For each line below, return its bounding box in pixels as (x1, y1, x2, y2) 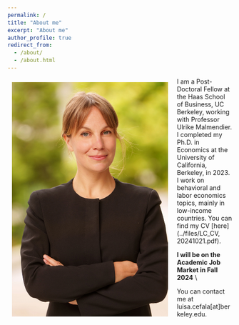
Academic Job (177, 258, 221, 266)
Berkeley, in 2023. (177, 168, 230, 176)
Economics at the (177, 145, 228, 154)
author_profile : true (7, 34, 72, 41)
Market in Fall (177, 265, 218, 274)
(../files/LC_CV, (177, 229, 220, 237)
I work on (177, 176, 205, 184)
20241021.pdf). (177, 236, 221, 245)
